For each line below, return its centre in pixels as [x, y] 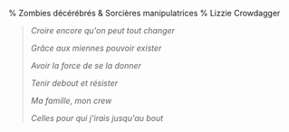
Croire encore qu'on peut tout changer [103, 30]
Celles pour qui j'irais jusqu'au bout [97, 118]
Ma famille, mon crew [71, 100]
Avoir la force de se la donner [86, 66]
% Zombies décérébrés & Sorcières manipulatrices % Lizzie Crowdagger [144, 13]
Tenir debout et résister [74, 83]
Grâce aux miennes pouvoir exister [96, 48]
